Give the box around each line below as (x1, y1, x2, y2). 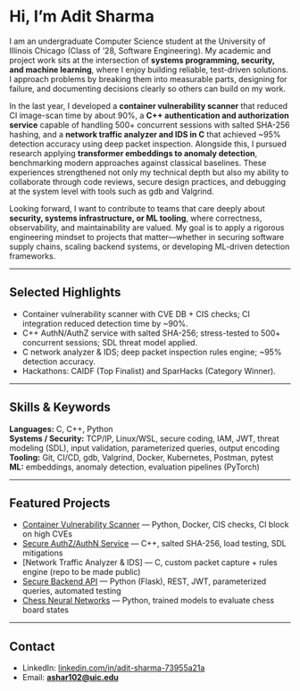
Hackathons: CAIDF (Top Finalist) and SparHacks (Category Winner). (21, 365, 277, 376)
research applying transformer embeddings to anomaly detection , (9, 147, 257, 158)
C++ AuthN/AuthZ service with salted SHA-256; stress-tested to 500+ (21, 328, 281, 338)
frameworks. (9, 250, 56, 261)
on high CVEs (21, 529, 73, 539)
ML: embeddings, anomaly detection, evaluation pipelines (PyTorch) (9, 462, 261, 472)
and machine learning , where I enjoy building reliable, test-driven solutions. (9, 64, 288, 75)
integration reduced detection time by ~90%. (21, 318, 188, 329)
